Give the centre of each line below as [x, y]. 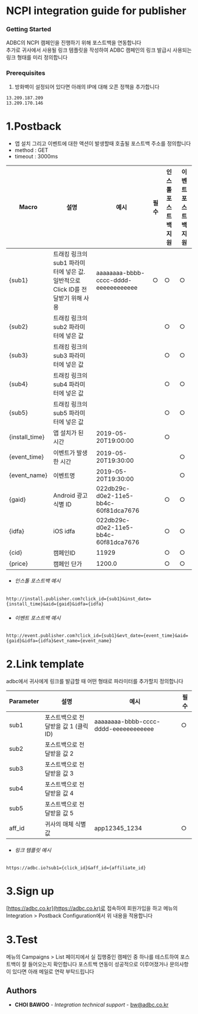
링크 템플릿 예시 [33, 850]
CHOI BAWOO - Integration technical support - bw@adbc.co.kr [92, 1005]
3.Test [22, 940]
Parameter [24, 701]
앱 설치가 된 [68, 433]
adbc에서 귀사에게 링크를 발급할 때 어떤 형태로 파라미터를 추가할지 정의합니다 [95, 681]
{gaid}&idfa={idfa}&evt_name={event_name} [59, 641]
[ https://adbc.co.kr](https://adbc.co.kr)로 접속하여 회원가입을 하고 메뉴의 [92, 909]
